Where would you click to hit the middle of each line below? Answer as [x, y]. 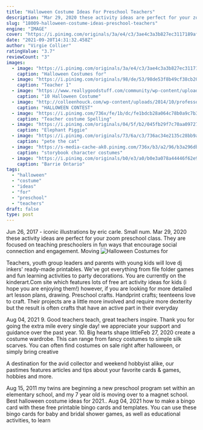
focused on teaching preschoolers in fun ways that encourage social [92, 245]
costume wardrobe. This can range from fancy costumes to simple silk [94, 339]
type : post [20, 215]
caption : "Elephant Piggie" [52, 130]
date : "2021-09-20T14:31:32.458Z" [50, 40]
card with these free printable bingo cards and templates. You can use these [101, 408]
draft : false [23, 209]
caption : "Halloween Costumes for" [62, 74]
